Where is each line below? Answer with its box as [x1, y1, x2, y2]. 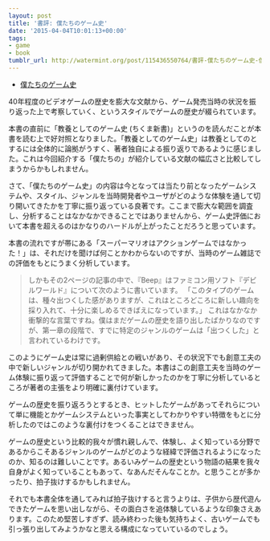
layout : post [8, 11, 52, 20]
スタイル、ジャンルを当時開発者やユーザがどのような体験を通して [35, 190, 254, 201]
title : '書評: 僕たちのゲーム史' [8, 19, 108, 27]
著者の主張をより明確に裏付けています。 [29, 382, 163, 392]
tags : [8, 34, 27, 43]
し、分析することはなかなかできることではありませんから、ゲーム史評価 [8, 210, 247, 221]
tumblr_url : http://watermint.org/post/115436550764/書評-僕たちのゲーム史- [8, 57, 259, 65]
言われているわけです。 [27, 335, 105, 345]
